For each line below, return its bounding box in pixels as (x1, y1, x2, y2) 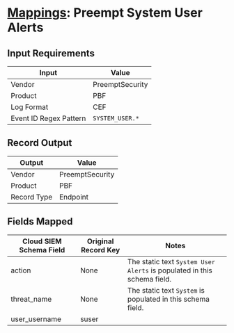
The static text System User (127, 257, 216, 266)
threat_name (10, 294, 52, 304)
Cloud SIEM (22, 236, 62, 246)
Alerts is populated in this (127, 266, 212, 275)
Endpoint (58, 192, 89, 202)
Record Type (10, 192, 53, 202)
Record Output (7, 137, 72, 149)
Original (86, 236, 114, 246)
